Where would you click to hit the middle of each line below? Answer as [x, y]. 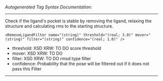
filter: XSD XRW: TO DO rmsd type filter [51, 58]
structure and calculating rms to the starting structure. [59, 26]
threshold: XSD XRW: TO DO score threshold [57, 48]
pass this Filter [27, 69]
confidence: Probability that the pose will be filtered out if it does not [81, 64]
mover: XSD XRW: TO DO [37, 53]
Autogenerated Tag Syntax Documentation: [49, 7]
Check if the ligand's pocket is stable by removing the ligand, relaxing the [78, 21]
